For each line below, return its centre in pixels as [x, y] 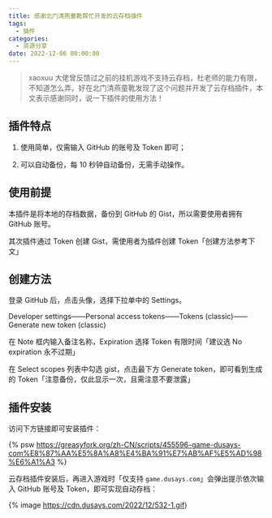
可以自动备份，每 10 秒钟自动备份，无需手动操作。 [104, 164]
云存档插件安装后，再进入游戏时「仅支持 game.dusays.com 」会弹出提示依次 [133, 479]
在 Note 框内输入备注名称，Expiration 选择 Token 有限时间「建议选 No [125, 342]
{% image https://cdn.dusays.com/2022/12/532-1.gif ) [98, 505]
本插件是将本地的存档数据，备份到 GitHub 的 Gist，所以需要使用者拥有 [126, 214]
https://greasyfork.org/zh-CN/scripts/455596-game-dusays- [138, 445]
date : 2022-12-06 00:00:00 [54, 54]
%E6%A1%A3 [32, 462]
